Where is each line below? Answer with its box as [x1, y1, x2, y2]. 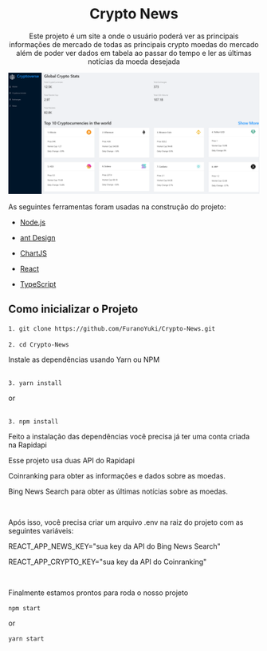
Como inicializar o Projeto [8, 303, 139, 316]
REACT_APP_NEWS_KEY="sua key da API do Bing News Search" [8, 541, 221, 551]
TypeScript [19, 280, 57, 289]
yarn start [8, 634, 45, 643]
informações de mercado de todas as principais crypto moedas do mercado [9, 39, 259, 49]
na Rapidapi [8, 440, 48, 450]
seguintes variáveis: [8, 526, 74, 535]
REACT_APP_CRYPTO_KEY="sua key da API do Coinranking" [8, 557, 207, 566]
